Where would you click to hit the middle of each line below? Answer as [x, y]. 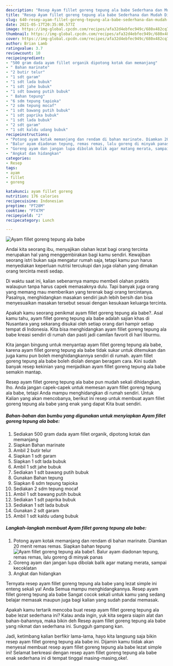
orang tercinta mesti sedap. [35, 271]
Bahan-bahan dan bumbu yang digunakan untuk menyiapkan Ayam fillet [86, 416]
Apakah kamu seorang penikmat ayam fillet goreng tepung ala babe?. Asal [84, 313]
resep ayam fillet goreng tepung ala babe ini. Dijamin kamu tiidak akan [80, 642]
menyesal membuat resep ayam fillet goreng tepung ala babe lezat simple [84, 647]
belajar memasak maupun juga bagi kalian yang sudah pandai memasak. [83, 600]
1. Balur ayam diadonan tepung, [126, 552]
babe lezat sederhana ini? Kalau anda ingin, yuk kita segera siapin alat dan [84, 616]
